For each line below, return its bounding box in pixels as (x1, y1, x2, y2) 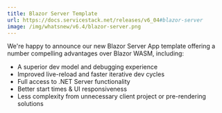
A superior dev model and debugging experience (17, 63, 158, 71)
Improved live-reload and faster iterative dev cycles (17, 70, 165, 78)
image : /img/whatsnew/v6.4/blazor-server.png (7, 23, 141, 30)
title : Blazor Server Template (7, 10, 98, 17)
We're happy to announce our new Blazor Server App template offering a (7, 42, 216, 51)
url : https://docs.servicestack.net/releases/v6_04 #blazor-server (7, 17, 203, 24)
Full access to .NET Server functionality (17, 78, 130, 86)
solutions (17, 100, 44, 108)
